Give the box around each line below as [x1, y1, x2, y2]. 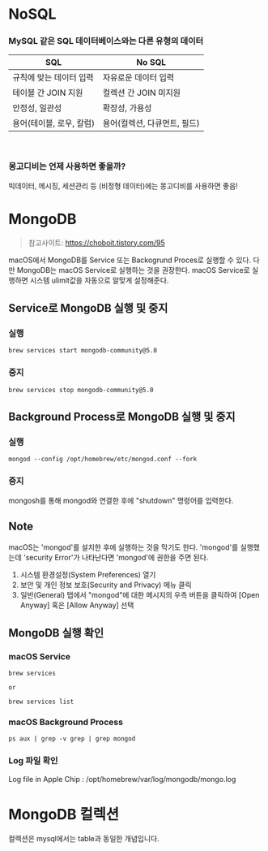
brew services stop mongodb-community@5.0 [8, 386, 154, 394]
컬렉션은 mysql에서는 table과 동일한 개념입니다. [8, 833, 160, 843]
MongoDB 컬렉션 [8, 805, 120, 823]
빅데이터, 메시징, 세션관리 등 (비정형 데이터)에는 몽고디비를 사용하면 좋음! [8, 180, 239, 191]
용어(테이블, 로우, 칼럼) [12, 118, 96, 129]
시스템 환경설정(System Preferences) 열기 [19, 569, 156, 579]
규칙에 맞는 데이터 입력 [12, 72, 95, 84]
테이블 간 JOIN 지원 [12, 87, 83, 98]
